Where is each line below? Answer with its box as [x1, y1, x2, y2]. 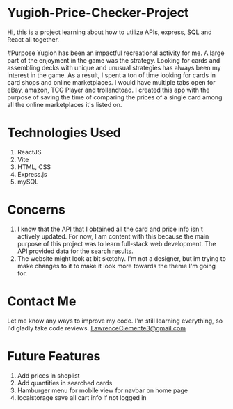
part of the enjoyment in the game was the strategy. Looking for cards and [7, 56, 220, 64]
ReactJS [17, 147, 42, 156]
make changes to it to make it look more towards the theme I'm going [17, 262, 216, 270]
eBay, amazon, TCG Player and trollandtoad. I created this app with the [7, 86, 210, 94]
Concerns [7, 202, 66, 218]
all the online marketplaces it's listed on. [7, 100, 122, 109]
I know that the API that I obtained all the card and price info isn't [17, 225, 204, 233]
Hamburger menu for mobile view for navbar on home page [17, 386, 188, 394]
